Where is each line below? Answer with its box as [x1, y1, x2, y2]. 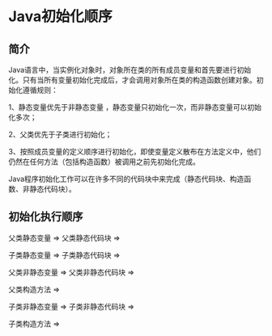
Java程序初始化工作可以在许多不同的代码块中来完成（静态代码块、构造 [8, 174, 244, 183]
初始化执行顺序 [8, 210, 83, 224]
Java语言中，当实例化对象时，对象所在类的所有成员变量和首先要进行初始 [8, 65, 252, 74]
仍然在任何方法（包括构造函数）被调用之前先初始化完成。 [8, 157, 200, 166]
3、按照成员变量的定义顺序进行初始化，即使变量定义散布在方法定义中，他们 [8, 147, 261, 156]
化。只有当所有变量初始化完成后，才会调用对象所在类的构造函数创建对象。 [8, 75, 257, 85]
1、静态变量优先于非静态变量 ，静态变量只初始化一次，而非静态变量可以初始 [8, 103, 261, 111]
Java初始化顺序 [8, 7, 113, 26]
